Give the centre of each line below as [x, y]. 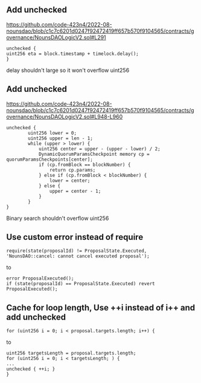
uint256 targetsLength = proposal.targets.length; [71, 353]
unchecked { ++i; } [31, 369]
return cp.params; [72, 170]
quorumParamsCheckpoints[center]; [50, 159]
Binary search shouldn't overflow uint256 [58, 218]
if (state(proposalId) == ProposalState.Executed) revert [81, 284]
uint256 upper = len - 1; [61, 138]
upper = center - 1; [75, 191]
